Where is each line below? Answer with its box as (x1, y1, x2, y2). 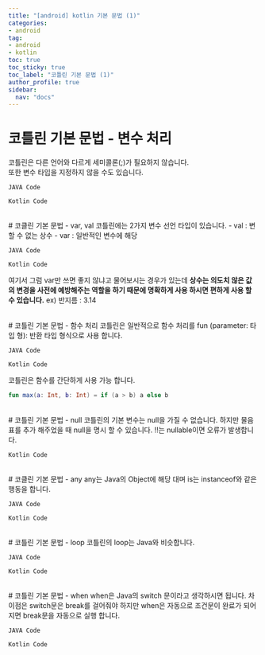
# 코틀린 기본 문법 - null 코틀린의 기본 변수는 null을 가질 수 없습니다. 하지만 (8, 415, 240, 425)
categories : (8, 19, 48, 27)
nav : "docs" (15, 93, 56, 101)
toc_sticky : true (8, 64, 66, 72)
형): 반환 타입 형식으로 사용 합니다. (16, 331, 123, 341)
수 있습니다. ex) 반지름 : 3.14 (8, 295, 97, 305)
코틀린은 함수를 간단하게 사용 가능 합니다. (8, 376, 136, 385)
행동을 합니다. (8, 485, 52, 494)
